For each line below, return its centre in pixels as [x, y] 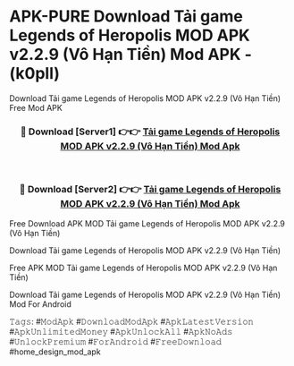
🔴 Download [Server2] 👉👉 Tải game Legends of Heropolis [150, 190]
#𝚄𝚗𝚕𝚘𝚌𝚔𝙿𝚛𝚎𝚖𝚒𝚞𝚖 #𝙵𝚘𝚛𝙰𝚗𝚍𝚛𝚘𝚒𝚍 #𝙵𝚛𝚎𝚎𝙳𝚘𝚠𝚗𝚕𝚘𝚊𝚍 [115, 341]
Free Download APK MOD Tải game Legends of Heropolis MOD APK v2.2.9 [147, 223]
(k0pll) [35, 74]
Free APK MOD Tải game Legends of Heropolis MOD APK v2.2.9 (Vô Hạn [143, 268]
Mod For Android [40, 304]
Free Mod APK [36, 107]
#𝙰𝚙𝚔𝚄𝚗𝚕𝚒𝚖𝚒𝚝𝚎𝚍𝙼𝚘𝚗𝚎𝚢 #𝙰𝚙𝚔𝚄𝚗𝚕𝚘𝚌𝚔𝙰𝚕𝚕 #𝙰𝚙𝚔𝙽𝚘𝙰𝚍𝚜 [121, 331]
